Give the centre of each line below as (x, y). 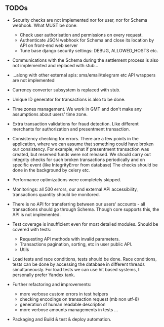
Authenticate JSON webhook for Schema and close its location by (87, 40)
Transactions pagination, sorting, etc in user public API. (76, 244)
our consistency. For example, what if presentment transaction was (81, 149)
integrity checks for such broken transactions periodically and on (79, 160)
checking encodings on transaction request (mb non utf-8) (79, 299)
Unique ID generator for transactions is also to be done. (69, 99)
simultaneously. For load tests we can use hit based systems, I (76, 269)
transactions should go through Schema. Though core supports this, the (86, 209)
